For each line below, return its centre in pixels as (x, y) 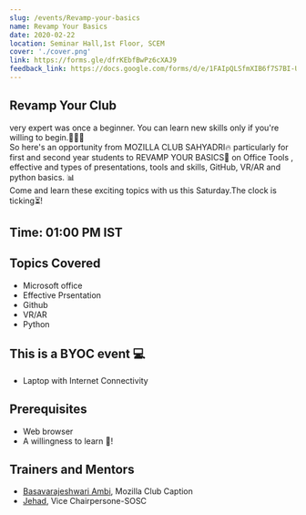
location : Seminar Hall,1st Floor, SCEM (87, 43)
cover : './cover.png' (51, 52)
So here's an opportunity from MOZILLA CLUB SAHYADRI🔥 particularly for (149, 147)
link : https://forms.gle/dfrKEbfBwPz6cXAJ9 (93, 60)
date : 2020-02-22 (42, 35)
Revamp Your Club (63, 106)
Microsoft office (53, 285)
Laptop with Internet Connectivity (85, 380)
